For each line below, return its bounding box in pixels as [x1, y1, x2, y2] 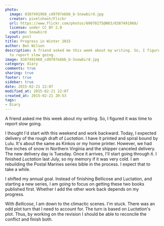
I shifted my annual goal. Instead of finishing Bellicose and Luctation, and [5, 176, 152, 182]
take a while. [5, 167, 31, 172]
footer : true [5, 75, 32, 80]
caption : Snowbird [9, 30, 47, 35]
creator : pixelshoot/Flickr [9, 16, 67, 21]
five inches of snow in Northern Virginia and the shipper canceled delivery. [5, 146, 156, 151]
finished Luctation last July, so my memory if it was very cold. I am [5, 156, 139, 162]
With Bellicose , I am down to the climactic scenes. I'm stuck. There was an [5, 201, 155, 207]
